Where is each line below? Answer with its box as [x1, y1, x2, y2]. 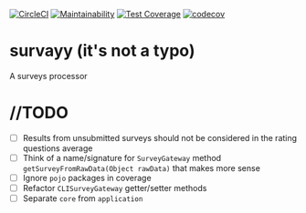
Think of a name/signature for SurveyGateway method [22, 152, 222, 163]
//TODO [9, 103, 69, 123]
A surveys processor [9, 70, 89, 81]
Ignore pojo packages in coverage [22, 173, 153, 183]
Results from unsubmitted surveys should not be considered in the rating [22, 132, 298, 143]
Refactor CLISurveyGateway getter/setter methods [22, 183, 207, 194]
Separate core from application [22, 193, 143, 204]
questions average [22, 142, 93, 154]
